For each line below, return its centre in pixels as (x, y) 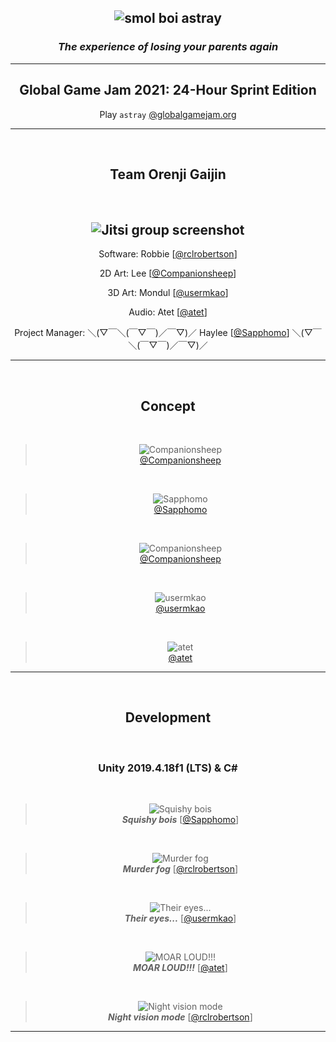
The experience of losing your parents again (168, 47)
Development (168, 717)
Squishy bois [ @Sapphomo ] (180, 820)
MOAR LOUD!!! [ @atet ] (180, 968)
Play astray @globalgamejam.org (168, 114)
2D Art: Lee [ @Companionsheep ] (168, 273)
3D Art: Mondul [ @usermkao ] (168, 293)
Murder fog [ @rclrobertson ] (180, 869)
